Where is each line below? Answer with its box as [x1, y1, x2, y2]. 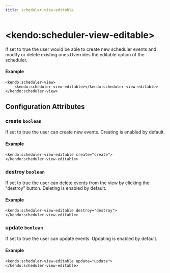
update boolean [5, 224, 43, 231]
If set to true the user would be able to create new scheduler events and [5, 46, 157, 52]
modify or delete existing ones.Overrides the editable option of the [5, 51, 145, 57]
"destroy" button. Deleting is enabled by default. [5, 185, 107, 191]
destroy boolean [5, 168, 45, 175]
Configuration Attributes [5, 103, 85, 111]
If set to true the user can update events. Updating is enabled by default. [5, 235, 158, 242]
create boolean [5, 118, 42, 125]
